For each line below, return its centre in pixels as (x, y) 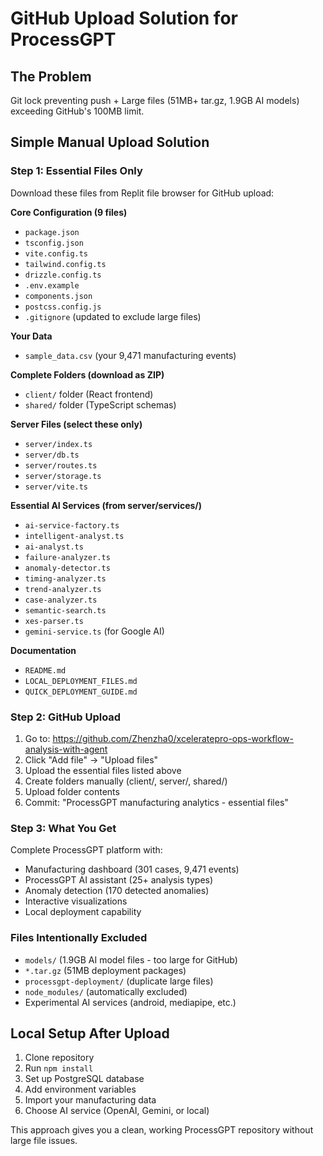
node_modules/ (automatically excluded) (106, 991)
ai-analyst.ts (54, 547)
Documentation (43, 650)
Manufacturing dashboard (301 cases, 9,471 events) (132, 869)
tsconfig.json (54, 243)
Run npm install (59, 1068)
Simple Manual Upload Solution (110, 142)
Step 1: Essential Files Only (76, 171)
